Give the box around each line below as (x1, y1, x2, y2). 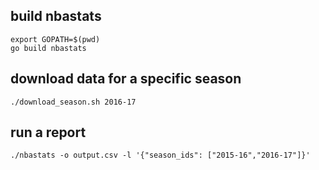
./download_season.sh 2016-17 (10, 97, 137, 107)
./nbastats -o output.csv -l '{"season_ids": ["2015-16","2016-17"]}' (10, 150, 311, 161)
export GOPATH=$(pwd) (10, 34, 101, 44)
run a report (10, 124, 87, 141)
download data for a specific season (10, 70, 242, 88)
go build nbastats (10, 43, 87, 53)
